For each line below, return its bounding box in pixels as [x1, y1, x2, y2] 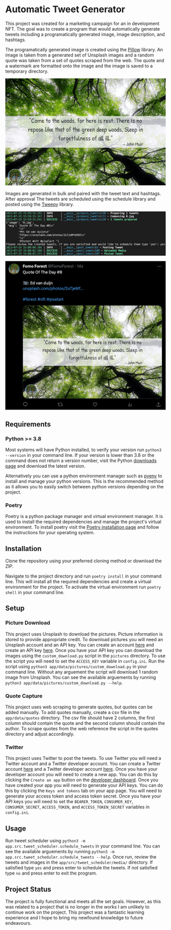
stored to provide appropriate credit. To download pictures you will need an [5, 636, 163, 642]
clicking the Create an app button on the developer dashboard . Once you [5, 777, 159, 783]
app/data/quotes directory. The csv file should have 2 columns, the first [5, 715, 155, 721]
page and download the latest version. [5, 462, 85, 469]
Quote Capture [5, 692, 43, 699]
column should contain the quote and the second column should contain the [5, 720, 165, 726]
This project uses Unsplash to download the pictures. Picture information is [5, 631, 163, 637]
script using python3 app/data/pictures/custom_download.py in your [5, 663, 148, 669]
